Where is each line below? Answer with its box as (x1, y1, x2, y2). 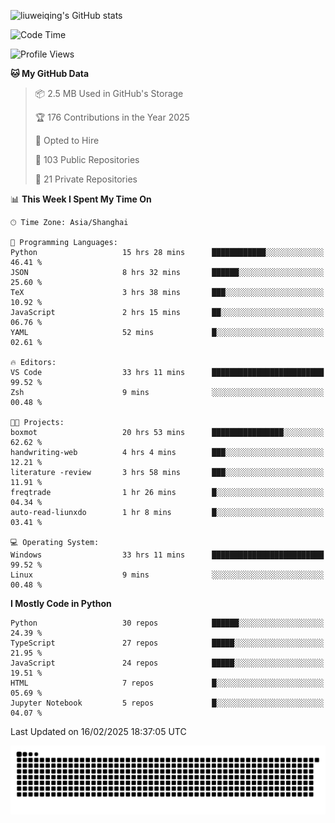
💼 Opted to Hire (34, 135, 100, 146)
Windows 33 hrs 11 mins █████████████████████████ (10, 550, 325, 560)
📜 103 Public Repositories (34, 154, 140, 165)
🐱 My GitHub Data (10, 68, 90, 79)
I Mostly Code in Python (10, 598, 112, 609)
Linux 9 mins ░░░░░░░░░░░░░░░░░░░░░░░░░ (10, 570, 325, 580)
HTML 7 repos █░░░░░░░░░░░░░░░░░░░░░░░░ (10, 678, 325, 688)
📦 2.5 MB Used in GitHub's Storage (34, 88, 184, 99)
